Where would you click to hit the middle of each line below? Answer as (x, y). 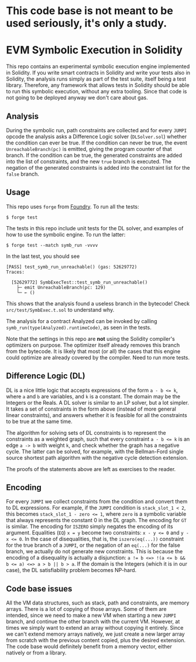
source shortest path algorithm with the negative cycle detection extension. (97, 458)
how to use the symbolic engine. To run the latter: (66, 234)
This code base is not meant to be (90, 11)
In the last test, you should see (43, 256)
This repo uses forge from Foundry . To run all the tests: (73, 206)
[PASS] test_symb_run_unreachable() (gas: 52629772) (72, 267)
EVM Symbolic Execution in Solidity (94, 50)
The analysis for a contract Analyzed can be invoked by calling (82, 321)
